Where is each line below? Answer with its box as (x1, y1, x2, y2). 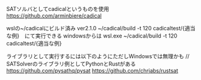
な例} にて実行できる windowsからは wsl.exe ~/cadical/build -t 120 (6, 32, 178, 39)
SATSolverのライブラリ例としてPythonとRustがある (6, 60, 136, 67)
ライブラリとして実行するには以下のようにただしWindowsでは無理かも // (6, 53, 190, 59)
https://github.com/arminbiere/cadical (6, 12, 102, 19)
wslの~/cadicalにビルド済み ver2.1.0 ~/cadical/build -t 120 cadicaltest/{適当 (6, 25, 196, 32)
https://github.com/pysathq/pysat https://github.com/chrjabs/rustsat (6, 67, 178, 74)
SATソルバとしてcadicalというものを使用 (6, 5, 110, 12)
